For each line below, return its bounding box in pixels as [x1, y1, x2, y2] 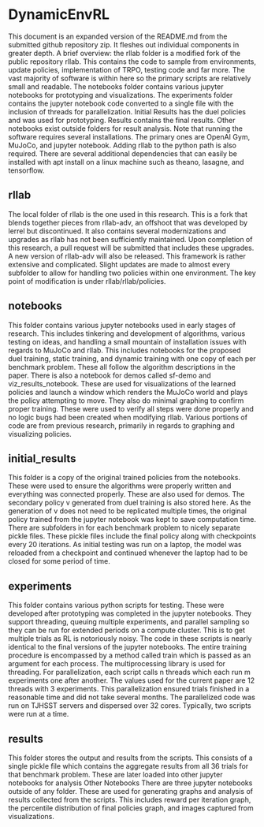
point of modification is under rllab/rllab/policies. [8, 276, 166, 285]
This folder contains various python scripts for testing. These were [8, 601, 225, 610]
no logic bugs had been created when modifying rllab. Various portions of [8, 412, 248, 422]
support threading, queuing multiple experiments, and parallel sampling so [8, 617, 250, 627]
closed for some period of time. [8, 557, 110, 566]
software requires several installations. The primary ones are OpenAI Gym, [8, 132, 251, 141]
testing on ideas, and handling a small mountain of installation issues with [8, 337, 247, 346]
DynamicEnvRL [8, 6, 110, 24]
